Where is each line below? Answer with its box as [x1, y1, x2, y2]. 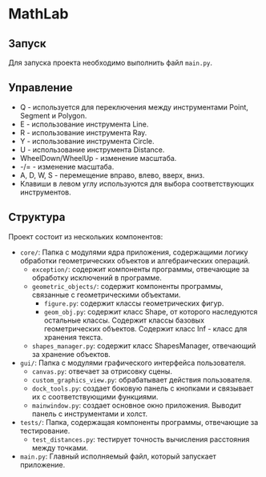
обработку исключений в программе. [31, 273, 162, 283]
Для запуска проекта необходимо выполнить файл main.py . [8, 58, 213, 67]
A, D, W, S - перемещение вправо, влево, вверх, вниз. [19, 170, 205, 180]
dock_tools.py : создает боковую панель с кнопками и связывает [31, 383, 254, 393]
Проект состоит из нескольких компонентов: [8, 231, 163, 241]
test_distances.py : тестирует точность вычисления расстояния [31, 434, 250, 444]
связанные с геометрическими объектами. [31, 290, 181, 299]
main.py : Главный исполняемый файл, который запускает [19, 451, 216, 461]
